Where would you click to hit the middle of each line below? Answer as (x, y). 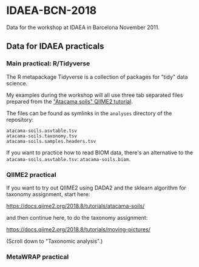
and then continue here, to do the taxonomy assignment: (77, 217)
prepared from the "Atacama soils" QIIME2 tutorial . (70, 101)
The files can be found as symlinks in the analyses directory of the (89, 113)
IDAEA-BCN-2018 (52, 11)
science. (17, 83)
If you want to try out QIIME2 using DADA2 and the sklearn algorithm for (96, 188)
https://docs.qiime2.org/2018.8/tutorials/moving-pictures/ (78, 229)
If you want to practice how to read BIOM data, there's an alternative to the (99, 153)
